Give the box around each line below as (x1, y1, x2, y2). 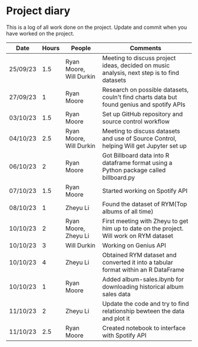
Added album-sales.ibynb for (102, 275, 184, 283)
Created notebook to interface (102, 323, 186, 332)
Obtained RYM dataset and (102, 251, 177, 259)
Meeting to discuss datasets (102, 127, 180, 135)
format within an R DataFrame (102, 266, 184, 274)
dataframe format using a (102, 158, 173, 166)
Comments (129, 44, 161, 52)
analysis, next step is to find (102, 68, 180, 77)
